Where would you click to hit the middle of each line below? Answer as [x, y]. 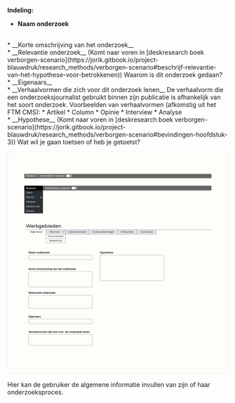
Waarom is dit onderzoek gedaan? [173, 75]
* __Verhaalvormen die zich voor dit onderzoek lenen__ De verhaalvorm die [115, 90]
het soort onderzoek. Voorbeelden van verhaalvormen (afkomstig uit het [112, 104]
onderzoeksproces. [35, 392]
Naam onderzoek [43, 24]
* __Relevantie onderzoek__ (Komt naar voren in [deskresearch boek [106, 52]
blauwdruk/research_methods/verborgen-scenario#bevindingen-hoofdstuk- [117, 134]
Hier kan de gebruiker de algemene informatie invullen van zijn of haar [109, 385]
